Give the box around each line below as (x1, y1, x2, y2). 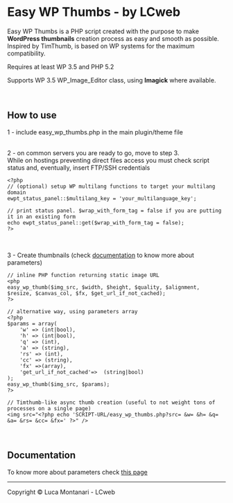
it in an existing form (7, 213, 76, 220)
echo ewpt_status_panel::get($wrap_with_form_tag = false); (7, 219, 185, 226)
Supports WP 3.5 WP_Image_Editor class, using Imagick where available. (7, 76, 216, 84)
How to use (7, 109, 57, 121)
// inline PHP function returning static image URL (7, 272, 159, 279)
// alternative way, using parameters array (7, 308, 138, 315)
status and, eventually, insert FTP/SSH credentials (7, 164, 150, 172)
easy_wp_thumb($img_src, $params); (7, 380, 110, 388)
